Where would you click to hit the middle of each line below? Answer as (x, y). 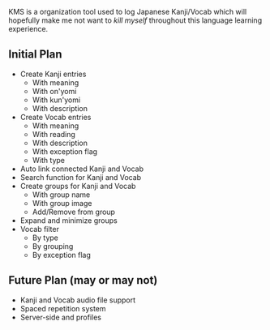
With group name (61, 195)
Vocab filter (39, 229)
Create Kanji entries (53, 74)
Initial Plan (35, 55)
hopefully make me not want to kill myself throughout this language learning (135, 20)
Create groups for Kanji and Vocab (78, 186)
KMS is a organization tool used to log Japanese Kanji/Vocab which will (128, 12)
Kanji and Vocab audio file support (78, 300)
